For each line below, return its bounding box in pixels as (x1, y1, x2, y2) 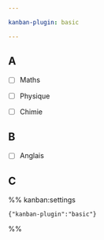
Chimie (19, 107, 43, 116)
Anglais (19, 151, 45, 161)
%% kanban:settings (8, 195, 76, 205)
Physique (19, 91, 50, 101)
